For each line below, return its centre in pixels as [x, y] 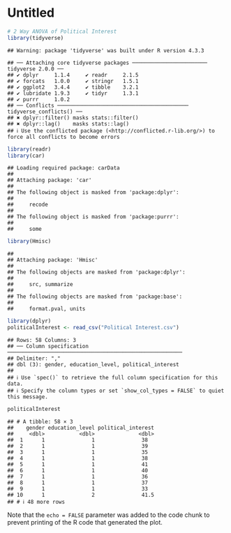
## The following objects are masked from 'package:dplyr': [97, 272]
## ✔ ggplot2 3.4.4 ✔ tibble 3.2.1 [73, 87]
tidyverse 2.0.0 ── [36, 69]
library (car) [26, 156]
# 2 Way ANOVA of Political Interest [62, 31]
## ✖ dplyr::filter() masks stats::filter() [73, 118]
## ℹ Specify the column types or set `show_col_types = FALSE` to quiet [116, 391]
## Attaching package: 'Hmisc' [53, 260]
